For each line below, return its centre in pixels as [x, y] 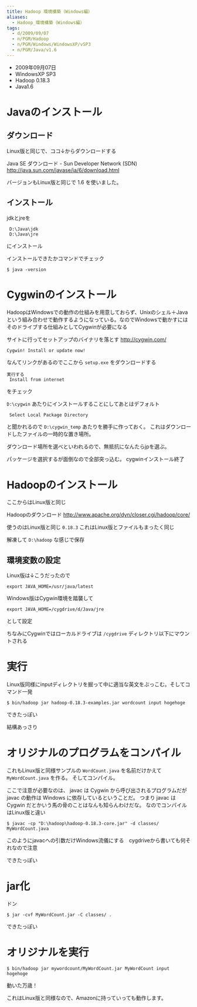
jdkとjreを [19, 218]
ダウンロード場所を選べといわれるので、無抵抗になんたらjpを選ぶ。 [88, 446]
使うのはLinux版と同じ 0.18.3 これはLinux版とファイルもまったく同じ [91, 527]
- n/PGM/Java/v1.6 [35, 50]
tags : [13, 28]
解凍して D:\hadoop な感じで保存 [45, 540]
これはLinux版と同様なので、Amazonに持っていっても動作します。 [86, 998]
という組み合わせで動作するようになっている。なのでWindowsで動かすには [97, 319]
